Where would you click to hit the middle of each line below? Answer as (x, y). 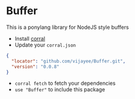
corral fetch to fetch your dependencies (65, 83)
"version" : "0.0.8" (36, 67)
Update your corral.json (45, 45)
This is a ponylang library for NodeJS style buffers (67, 27)
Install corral (30, 38)
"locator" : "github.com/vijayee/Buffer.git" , (69, 61)
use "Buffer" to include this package (60, 90)
